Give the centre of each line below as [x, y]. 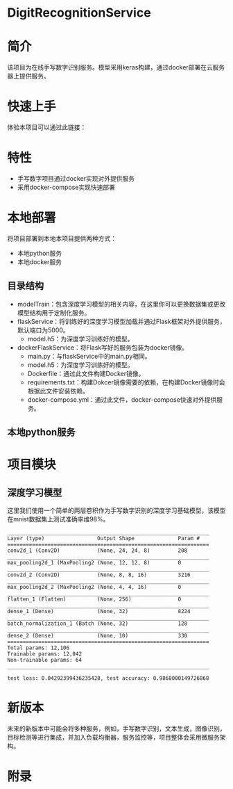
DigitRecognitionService [79, 13]
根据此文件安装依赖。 [58, 391]
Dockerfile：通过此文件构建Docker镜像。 [86, 373]
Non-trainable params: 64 [44, 660]
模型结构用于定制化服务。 [54, 312]
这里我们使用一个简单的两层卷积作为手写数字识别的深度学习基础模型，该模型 [116, 511]
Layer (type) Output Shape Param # [103, 539]
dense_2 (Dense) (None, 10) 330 [97, 636]
